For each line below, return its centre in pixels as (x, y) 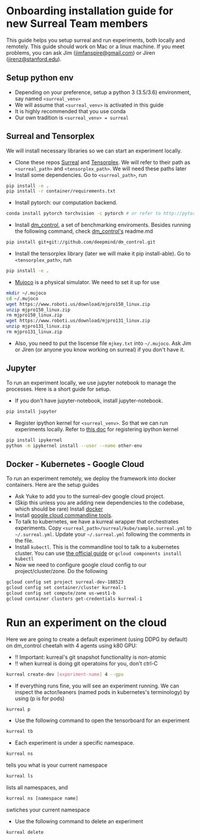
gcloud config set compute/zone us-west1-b (61, 593)
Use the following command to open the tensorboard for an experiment (102, 721)
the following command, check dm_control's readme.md (84, 231)
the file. (24, 541)
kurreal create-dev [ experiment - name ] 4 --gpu (65, 674)
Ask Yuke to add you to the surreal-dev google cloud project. (90, 496)
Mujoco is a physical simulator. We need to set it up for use (87, 282)
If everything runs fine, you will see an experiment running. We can (97, 686)
